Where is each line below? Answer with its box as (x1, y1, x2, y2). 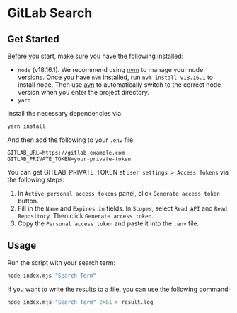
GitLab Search (7, 5, 93, 21)
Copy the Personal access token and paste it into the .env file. (17, 219, 200, 228)
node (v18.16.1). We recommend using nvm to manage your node (17, 66, 204, 73)
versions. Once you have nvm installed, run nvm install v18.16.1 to (17, 73, 214, 81)
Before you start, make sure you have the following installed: (7, 52, 184, 60)
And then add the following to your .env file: (7, 136, 136, 144)
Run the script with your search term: (7, 258, 116, 266)
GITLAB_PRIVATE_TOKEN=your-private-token (7, 155, 132, 163)
